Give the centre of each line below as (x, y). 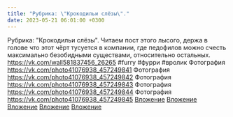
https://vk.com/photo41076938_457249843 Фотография (89, 84)
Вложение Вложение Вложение (55, 107)
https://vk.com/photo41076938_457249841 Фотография (89, 70)
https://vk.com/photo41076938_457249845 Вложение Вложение (102, 99)
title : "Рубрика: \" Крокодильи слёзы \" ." (69, 14)
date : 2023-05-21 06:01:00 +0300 (56, 20)
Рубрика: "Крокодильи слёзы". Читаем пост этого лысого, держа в (107, 40)
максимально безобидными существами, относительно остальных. (109, 55)
